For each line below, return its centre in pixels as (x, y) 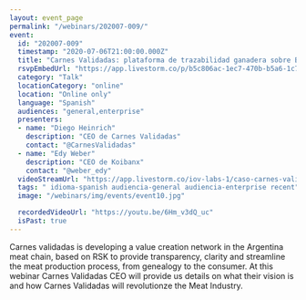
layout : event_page (46, 18)
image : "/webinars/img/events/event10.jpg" (101, 196)
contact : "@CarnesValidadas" (81, 145)
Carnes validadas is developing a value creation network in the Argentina (147, 246)
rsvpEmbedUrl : (44, 69)
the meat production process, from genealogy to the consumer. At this (141, 266)
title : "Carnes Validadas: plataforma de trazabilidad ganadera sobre (154, 60)
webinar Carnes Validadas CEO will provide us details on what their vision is (152, 275)
